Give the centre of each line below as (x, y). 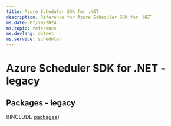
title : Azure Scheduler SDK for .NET (52, 12)
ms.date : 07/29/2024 (32, 22)
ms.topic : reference (32, 28)
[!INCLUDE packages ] (33, 117)
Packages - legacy (41, 103)
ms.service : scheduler (34, 39)
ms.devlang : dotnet (30, 34)
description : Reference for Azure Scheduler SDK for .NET (79, 17)
